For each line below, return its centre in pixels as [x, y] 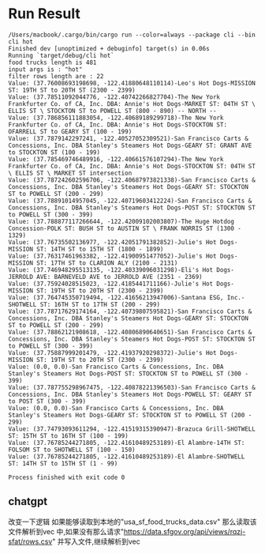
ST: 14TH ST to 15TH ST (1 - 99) [63, 463]
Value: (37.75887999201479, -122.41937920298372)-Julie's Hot [112, 352]
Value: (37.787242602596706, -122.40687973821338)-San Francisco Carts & [132, 180]
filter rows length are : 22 [56, 76]
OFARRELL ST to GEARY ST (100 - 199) [70, 131]
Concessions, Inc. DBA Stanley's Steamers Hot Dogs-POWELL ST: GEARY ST [130, 394]
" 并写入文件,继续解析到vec [96, 541]
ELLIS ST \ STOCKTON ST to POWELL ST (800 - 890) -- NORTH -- [112, 111]
